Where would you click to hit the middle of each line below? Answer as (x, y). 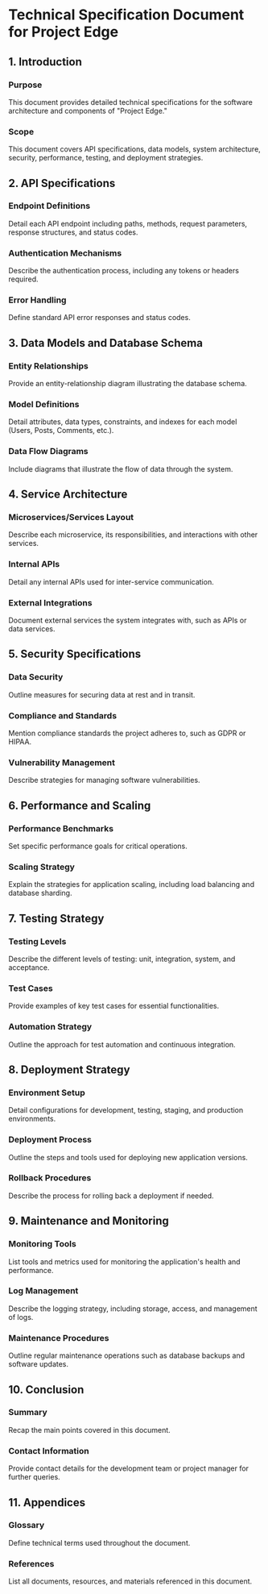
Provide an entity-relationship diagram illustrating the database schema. (128, 384)
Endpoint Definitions (49, 206)
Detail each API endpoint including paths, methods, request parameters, (128, 223)
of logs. (21, 1317)
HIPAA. (20, 742)
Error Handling (37, 300)
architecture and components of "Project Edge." (88, 110)
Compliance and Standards (63, 715)
